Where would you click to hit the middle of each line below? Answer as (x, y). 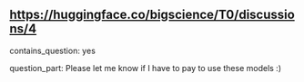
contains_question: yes (52, 50)
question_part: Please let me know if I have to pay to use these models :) (146, 68)
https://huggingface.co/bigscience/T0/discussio (152, 15)
